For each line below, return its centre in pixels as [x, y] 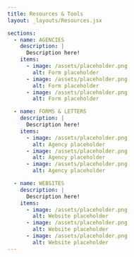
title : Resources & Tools [45, 14]
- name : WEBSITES [39, 184]
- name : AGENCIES [39, 40]
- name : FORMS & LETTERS [50, 112]
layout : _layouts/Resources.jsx [55, 20]
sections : [22, 33]
